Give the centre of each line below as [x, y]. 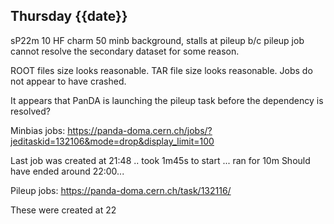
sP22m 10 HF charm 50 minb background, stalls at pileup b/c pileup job [157, 40]
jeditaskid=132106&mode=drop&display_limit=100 [112, 141]
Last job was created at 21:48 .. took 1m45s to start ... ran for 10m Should [160, 160]
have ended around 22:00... [67, 171]
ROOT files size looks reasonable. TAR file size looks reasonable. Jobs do [161, 70]
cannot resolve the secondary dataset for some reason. [125, 51]
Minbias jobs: [38, 130]
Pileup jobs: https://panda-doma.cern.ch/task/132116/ [121, 190]
